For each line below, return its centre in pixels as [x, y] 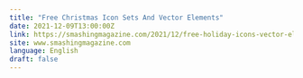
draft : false [34, 59]
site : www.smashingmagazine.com [70, 43]
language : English [44, 51]
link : [19, 34]
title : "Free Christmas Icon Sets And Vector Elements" [116, 17]
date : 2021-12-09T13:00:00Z [62, 26]
